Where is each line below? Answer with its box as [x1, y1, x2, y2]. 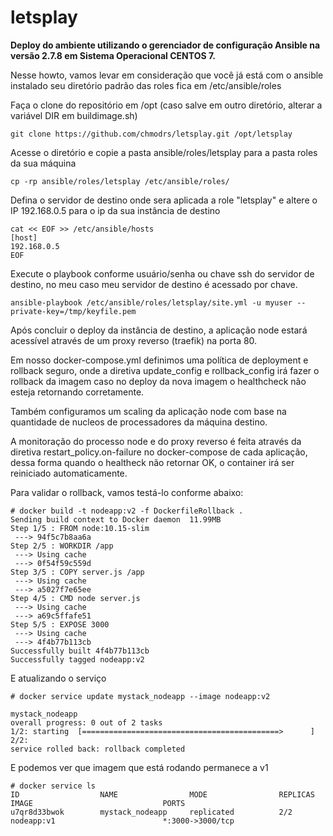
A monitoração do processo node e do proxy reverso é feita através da [10, 435, 302, 447]
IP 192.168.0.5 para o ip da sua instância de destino [10, 204, 221, 216]
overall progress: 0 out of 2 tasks [10, 717, 163, 728]
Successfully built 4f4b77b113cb [10, 646, 150, 656]
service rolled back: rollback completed [10, 744, 186, 754]
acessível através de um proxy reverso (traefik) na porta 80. [10, 334, 258, 346]
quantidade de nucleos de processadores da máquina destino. [10, 416, 268, 428]
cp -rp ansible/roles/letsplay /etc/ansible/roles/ [10, 176, 230, 186]
